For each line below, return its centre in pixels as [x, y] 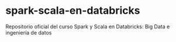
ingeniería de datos [29, 32]
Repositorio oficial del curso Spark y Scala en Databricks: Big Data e [88, 26]
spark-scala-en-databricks [73, 11]
